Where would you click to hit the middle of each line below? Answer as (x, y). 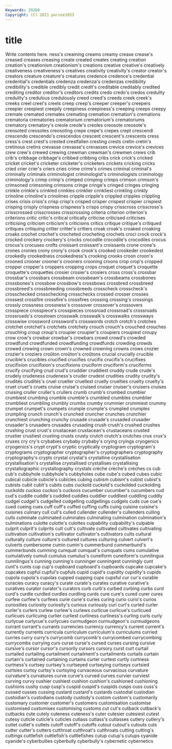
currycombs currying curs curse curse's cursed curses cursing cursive (80, 643)
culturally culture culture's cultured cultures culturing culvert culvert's (79, 540)
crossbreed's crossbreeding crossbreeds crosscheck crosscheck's (76, 289)
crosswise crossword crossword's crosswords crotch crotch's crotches (81, 322)
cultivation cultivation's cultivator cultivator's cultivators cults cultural (79, 534)
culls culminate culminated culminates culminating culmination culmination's (86, 518)
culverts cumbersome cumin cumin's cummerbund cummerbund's (76, 545)
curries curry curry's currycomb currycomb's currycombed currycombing (84, 638)
